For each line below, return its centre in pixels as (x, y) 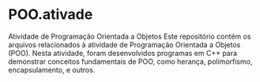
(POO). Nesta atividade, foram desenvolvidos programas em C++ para (123, 53)
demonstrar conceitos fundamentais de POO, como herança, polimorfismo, (130, 61)
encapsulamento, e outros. (52, 69)
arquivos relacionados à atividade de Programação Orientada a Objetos (124, 44)
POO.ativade (51, 15)
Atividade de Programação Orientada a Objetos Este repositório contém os (130, 36)
